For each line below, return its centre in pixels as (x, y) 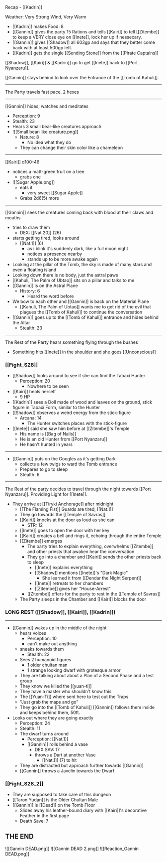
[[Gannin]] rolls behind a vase (58, 744)
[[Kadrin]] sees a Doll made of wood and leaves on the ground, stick (82, 402)
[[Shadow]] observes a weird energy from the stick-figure (71, 413)
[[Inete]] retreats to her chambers (69, 583)
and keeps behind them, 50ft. (50, 713)
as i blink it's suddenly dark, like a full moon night (78, 248)
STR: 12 (35, 525)
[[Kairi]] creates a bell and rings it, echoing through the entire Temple (90, 536)
